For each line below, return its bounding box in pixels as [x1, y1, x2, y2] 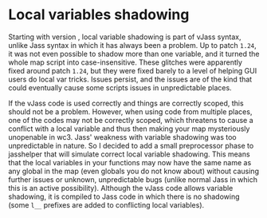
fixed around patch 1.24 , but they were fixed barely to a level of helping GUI [8, 65, 257, 75]
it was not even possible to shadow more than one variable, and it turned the [8, 49, 260, 58]
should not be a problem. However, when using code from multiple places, [8, 106, 253, 117]
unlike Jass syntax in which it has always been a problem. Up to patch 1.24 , [8, 40, 257, 50]
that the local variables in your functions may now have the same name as [8, 157, 252, 167]
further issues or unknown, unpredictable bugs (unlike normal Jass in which [8, 174, 257, 184]
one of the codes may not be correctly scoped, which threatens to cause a [8, 115, 253, 125]
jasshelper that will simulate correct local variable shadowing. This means [8, 149, 250, 159]
